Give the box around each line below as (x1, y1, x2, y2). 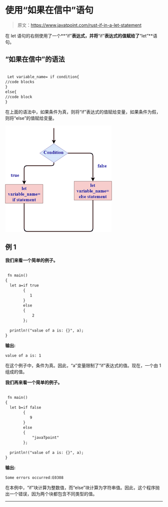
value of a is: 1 (5, 353, 41, 358)
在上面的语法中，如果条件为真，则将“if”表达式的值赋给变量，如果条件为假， (5, 109, 161, 115)
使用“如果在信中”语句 (5, 5, 94, 16)
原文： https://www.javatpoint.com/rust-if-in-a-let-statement (17, 22, 141, 28)
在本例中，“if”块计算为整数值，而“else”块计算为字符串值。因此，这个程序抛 (5, 484, 160, 490)
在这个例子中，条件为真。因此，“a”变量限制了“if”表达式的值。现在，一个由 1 (5, 362, 161, 368)
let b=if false (9, 405, 41, 410)
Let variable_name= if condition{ (7, 74, 79, 79)
